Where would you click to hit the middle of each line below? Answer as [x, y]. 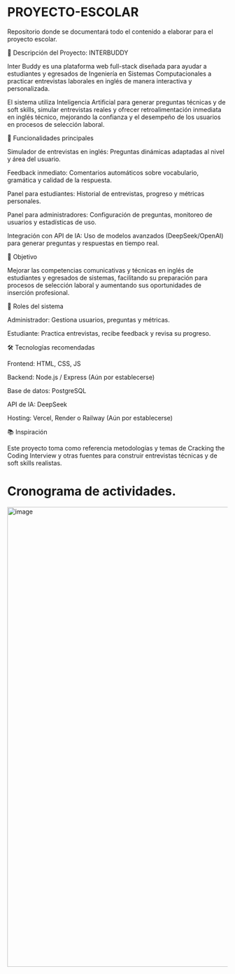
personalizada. [29, 88]
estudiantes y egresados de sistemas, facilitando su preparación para [108, 277]
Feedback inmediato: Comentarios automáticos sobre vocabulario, [103, 172]
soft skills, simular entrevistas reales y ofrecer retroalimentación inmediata [114, 109]
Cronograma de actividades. [92, 492]
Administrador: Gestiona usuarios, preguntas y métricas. [88, 320]
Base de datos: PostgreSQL [47, 390]
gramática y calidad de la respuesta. [59, 180]
